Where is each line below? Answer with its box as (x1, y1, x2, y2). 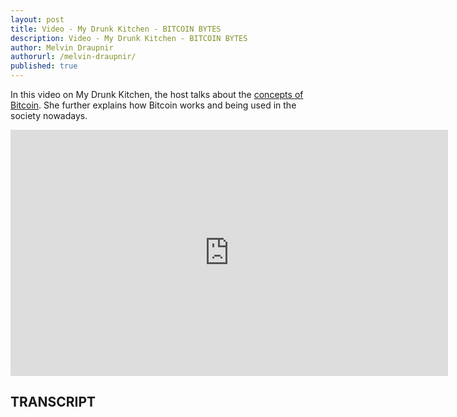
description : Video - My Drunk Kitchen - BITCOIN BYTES (10, 33, 248, 43)
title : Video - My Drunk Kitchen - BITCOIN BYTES (10, 24, 222, 34)
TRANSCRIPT (10, 394, 97, 411)
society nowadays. (10, 110, 88, 121)
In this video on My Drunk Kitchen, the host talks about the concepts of (10, 89, 304, 100)
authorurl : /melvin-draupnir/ (10, 52, 137, 62)
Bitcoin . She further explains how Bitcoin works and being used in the (10, 99, 297, 111)
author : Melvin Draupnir (10, 42, 114, 53)
